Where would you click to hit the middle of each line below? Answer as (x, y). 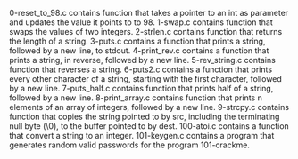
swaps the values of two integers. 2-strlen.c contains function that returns (146, 32)
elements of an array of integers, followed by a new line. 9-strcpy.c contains (149, 107)
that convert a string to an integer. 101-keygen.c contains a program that (142, 135)
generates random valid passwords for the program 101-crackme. (129, 145)
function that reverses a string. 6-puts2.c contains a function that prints (141, 69)
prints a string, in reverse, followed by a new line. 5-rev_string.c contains (143, 60)
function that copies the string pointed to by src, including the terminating (145, 116)
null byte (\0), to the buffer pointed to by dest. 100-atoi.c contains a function (149, 126)
